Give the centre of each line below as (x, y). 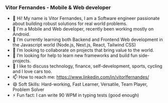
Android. (21, 34)
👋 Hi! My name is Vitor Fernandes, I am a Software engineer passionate (86, 18)
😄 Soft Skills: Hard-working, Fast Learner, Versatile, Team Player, (80, 84)
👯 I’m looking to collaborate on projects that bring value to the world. (83, 50)
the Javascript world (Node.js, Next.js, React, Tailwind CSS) (74, 45)
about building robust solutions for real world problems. (70, 23)
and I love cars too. (32, 71)
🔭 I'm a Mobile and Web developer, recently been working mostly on (83, 29)
